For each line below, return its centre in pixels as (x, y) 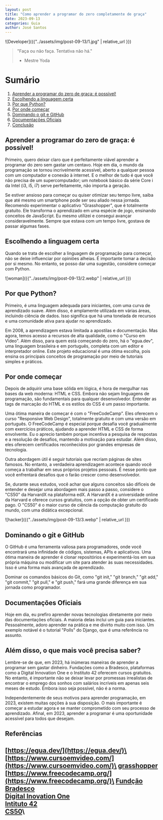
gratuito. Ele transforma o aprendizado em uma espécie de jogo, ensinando (81, 210)
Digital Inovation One (37, 796)
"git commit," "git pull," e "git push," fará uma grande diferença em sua (76, 582)
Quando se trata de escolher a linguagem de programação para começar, (79, 253)
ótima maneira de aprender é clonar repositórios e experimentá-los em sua (80, 557)
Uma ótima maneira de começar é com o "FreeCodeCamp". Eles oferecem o (81, 413)
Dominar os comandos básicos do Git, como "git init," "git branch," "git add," (82, 577)
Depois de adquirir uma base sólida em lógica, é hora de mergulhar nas (77, 389)
